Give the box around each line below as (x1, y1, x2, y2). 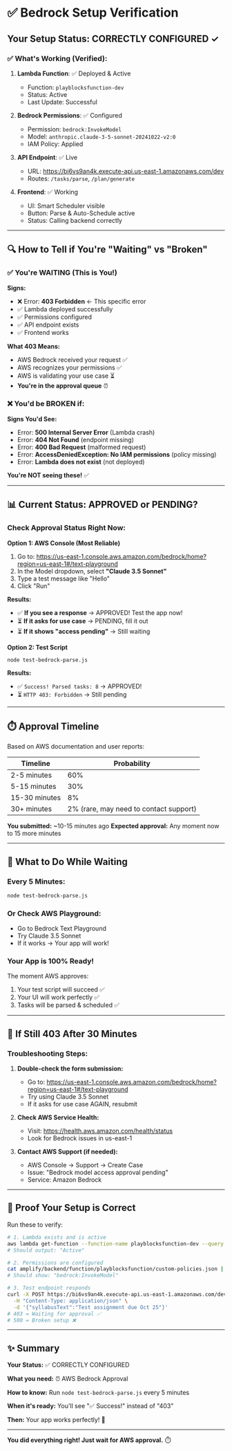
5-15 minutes (10, 782, 57, 792)
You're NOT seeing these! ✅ (7, 471, 90, 479)
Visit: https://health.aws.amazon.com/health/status (27, 1126, 173, 1135)
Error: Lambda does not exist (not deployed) (17, 457, 145, 466)
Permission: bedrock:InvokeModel (27, 125, 122, 133)
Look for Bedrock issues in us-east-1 (27, 1134, 133, 1142)
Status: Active (27, 90, 68, 98)
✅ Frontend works (17, 328, 69, 336)
